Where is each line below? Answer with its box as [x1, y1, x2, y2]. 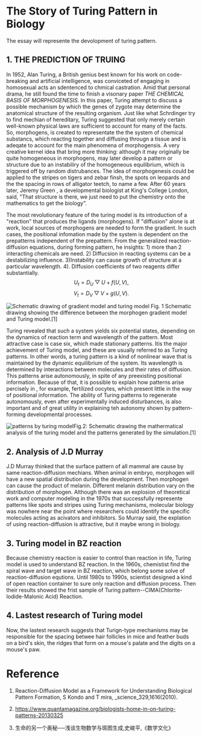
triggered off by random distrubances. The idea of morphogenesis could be [6, 167, 195, 174]
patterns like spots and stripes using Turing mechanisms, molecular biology [6, 501, 194, 509]
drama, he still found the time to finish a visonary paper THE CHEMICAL [6, 90, 185, 97]
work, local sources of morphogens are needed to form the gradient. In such [6, 224, 197, 231]
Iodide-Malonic [6, 592, 44, 600]
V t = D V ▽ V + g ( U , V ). [73, 289, 130, 298]
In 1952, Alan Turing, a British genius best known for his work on [6, 71, 166, 78]
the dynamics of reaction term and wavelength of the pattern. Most [6, 334, 173, 341]
